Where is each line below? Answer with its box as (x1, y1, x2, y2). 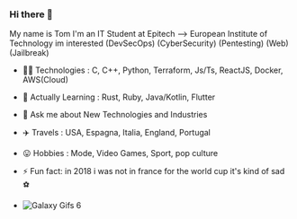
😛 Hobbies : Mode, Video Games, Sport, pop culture (22, 148, 219, 159)
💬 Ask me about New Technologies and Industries (22, 109, 208, 120)
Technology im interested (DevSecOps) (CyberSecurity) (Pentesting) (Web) (9, 38, 290, 48)
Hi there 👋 (9, 8, 54, 21)
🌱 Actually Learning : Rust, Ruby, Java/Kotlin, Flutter (22, 92, 216, 102)
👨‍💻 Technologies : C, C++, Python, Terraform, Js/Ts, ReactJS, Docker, (22, 65, 283, 75)
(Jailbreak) (9, 48, 49, 58)
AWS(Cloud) (22, 74, 69, 85)
